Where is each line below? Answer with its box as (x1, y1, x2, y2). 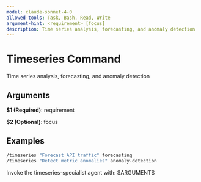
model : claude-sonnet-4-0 (6, 9, 72, 15)
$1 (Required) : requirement (6, 106, 75, 114)
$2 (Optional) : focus (6, 118, 58, 125)
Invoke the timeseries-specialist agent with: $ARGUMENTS (6, 169, 155, 176)
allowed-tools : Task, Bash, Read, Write (6, 15, 111, 21)
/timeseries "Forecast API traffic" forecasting (6, 152, 133, 158)
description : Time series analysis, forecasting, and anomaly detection (6, 26, 196, 32)
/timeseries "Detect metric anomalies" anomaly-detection (6, 158, 157, 164)
